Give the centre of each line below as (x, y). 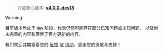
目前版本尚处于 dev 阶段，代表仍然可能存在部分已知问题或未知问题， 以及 (80, 28)
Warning (14, 18)
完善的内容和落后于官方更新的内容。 (46, 34)
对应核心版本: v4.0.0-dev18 (46, 8)
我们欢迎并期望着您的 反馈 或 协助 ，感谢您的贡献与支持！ (63, 45)
